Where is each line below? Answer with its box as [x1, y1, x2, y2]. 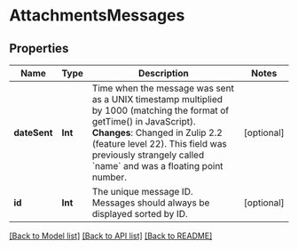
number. [91, 171, 127, 183]
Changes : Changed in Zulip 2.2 [91, 126, 223, 139]
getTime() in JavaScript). [91, 116, 196, 127]
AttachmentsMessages [9, 5, 185, 26]
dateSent [13, 126, 53, 139]
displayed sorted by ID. [91, 208, 188, 220]
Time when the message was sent [91, 82, 235, 94]
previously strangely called [91, 149, 205, 161]
